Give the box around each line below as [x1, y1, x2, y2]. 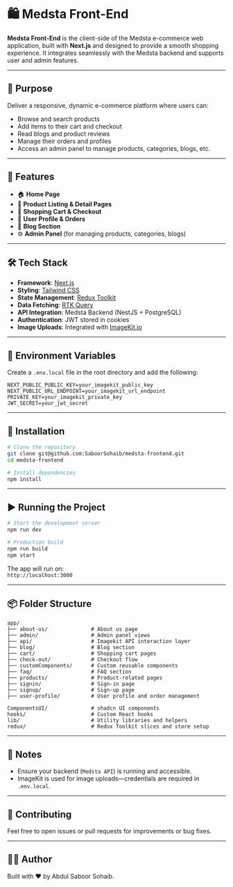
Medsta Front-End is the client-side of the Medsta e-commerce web [7, 33, 204, 42]
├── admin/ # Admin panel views [7, 632, 150, 639]
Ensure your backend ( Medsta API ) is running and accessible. [17, 767, 192, 776]
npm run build [7, 545, 49, 552]
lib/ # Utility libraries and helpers [7, 717, 188, 724]
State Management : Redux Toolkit [17, 293, 116, 302]
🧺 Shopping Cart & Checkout [17, 207, 102, 215]
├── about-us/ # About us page [7, 626, 138, 633]
